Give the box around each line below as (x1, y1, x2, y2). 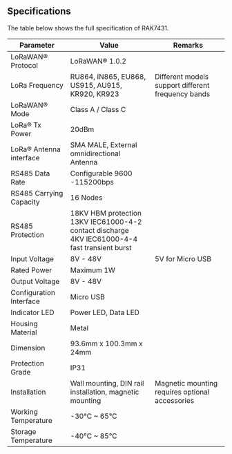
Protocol (10, 60, 38, 70)
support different (154, 80, 210, 90)
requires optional (154, 387, 210, 397)
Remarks (173, 40, 204, 50)
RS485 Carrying (10, 188, 64, 198)
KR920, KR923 (70, 89, 119, 99)
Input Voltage (10, 254, 54, 263)
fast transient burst (70, 243, 133, 252)
